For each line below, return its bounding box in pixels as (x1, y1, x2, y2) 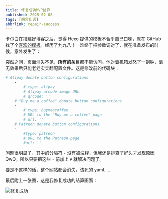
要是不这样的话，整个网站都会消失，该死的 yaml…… (5, 167, 112, 173)
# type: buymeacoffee (23, 108, 69, 113)
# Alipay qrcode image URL (23, 89, 80, 94)
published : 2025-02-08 (5, 12, 53, 17)
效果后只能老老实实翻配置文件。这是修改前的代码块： (9, 65, 119, 71)
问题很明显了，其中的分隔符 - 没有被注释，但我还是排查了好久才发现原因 (5, 150, 155, 156)
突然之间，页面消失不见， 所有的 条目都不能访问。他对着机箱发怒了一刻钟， (5, 59, 159, 65)
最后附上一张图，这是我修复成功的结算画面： (5, 177, 98, 183)
